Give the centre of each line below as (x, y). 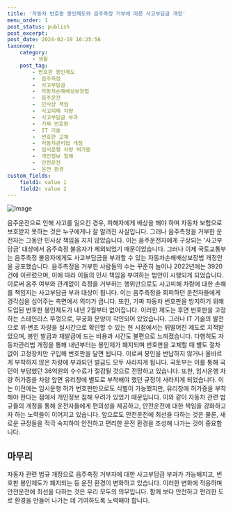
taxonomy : (22, 46)
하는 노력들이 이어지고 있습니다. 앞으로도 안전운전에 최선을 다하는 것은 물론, (116, 415)
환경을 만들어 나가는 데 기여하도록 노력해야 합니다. (82, 501)
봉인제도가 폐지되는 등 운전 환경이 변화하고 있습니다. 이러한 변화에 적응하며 (121, 483)
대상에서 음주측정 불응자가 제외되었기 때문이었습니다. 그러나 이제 (109, 249)
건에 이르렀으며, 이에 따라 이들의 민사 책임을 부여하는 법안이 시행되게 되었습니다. (116, 275)
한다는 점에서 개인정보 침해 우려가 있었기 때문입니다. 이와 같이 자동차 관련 (119, 397)
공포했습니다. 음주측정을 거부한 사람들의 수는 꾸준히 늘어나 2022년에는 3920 (119, 266)
